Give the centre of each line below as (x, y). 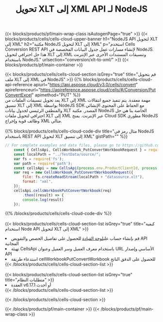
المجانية (12, 244)
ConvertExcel (18, 95)
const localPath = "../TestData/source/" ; (57, 154)
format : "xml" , (38, 182)
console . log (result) (43, 200)
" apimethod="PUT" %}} (56, 95)
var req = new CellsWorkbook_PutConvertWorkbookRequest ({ (73, 172)
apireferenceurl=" (23, 90)
